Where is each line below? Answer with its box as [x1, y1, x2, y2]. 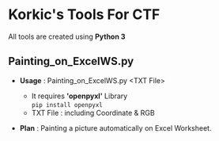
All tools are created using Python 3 [8, 32, 126, 41]
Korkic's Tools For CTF [8, 6, 160, 24]
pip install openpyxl [31, 101, 103, 109]
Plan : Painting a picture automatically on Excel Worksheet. [19, 123, 212, 132]
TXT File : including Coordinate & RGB [31, 108, 156, 117]
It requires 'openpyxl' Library [31, 91, 128, 101]
